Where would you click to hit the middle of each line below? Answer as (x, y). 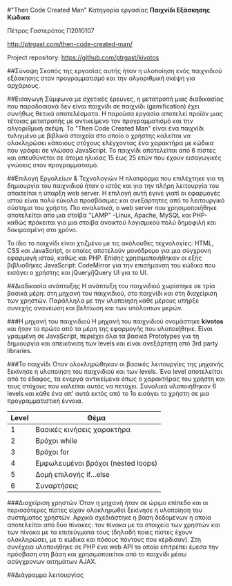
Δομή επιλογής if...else (73, 474)
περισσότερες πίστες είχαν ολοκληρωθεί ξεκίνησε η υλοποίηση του (105, 510)
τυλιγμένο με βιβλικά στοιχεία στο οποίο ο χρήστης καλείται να (99, 135)
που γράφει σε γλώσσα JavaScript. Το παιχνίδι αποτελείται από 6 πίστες (112, 150)
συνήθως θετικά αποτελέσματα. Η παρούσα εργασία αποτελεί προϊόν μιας (115, 114)
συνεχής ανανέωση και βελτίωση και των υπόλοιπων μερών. (95, 308)
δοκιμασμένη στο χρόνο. (42, 230)
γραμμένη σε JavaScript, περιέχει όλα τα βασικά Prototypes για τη (103, 336)
